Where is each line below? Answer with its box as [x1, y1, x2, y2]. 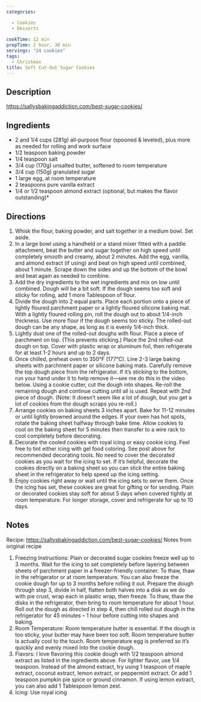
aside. [14, 233, 31, 241]
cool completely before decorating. [14, 432, 102, 439]
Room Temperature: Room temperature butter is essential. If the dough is [14, 624, 196, 631]
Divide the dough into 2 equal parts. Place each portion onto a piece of [14, 298, 190, 305]
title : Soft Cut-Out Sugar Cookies [6, 64, 95, 71]
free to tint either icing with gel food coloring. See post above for [14, 445, 175, 452]
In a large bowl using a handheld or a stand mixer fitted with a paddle [14, 240, 186, 247]
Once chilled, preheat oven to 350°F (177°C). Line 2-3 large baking [14, 355, 180, 362]
